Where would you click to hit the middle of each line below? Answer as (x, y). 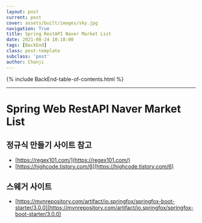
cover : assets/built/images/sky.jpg (52, 23)
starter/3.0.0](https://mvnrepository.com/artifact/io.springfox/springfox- (104, 208)
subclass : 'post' (28, 56)
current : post (24, 17)
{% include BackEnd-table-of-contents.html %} (65, 79)
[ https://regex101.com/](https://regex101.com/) (72, 160)
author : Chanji (25, 62)
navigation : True (28, 28)
